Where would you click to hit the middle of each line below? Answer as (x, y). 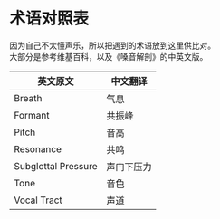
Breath (28, 98)
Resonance (38, 148)
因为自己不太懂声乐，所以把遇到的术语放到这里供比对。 (112, 45)
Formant (32, 115)
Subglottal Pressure (56, 166)
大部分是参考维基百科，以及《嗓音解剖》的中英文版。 (109, 56)
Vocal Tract (38, 200)
